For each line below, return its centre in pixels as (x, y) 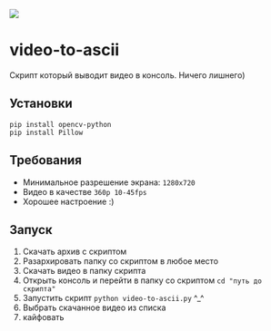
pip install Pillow (46, 132)
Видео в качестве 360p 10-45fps (85, 191)
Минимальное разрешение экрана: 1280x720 (109, 182)
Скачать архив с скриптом (75, 252)
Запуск (31, 230)
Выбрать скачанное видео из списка (94, 307)
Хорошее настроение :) (68, 201)
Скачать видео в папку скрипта (84, 271)
